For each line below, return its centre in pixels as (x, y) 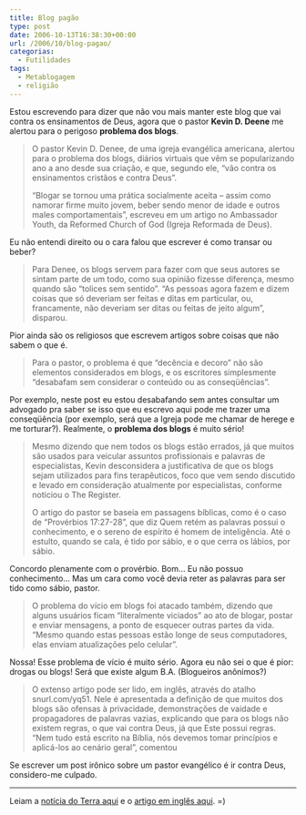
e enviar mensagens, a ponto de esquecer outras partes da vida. (153, 625)
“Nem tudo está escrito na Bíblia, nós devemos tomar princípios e (154, 738)
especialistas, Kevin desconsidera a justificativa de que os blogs (153, 465)
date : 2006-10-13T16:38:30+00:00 (73, 35)
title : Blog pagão (44, 18)
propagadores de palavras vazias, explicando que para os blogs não (160, 718)
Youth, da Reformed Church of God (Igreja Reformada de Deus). (152, 224)
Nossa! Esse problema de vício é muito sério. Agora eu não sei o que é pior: (152, 662)
